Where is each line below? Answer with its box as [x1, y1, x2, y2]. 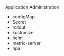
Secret [12, 19, 26, 25]
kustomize [12, 30, 34, 35]
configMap [12, 14, 35, 19]
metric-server [12, 40, 41, 46]
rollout [12, 24, 26, 30]
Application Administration [5, 4, 60, 10]
